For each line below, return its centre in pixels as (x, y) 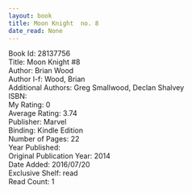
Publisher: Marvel (38, 122)
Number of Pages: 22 (44, 139)
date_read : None (35, 31)
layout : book (30, 16)
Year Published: (34, 148)
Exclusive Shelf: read (43, 173)
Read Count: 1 (31, 182)
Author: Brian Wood (41, 71)
